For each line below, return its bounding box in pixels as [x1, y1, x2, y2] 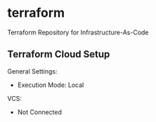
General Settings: [7, 67, 58, 75]
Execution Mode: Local [17, 81, 84, 89]
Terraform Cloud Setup [7, 48, 110, 60]
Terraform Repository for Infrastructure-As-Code [7, 28, 149, 36]
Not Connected [17, 107, 62, 116]
